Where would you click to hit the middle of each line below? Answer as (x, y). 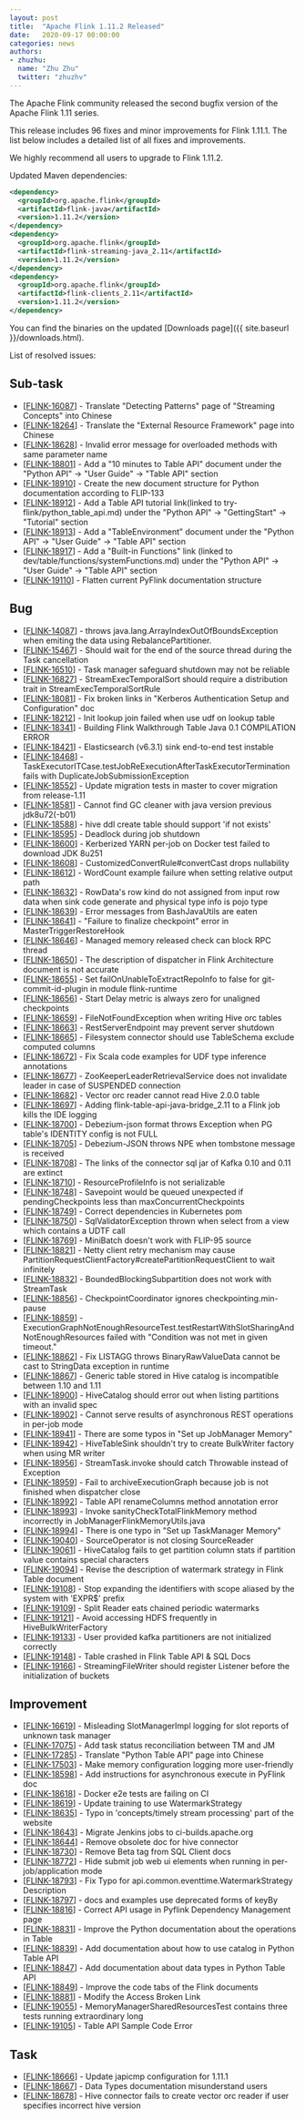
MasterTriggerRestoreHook (73, 931)
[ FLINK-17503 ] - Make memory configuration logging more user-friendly (158, 1765)
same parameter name (65, 454)
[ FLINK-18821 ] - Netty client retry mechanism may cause (129, 1249)
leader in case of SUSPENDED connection (102, 1085)
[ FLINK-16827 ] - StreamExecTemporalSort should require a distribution (155, 678)
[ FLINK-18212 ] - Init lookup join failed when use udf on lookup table (149, 718)
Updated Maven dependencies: (68, 175)
